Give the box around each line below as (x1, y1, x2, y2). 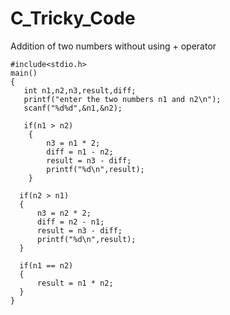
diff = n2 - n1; (36, 217, 105, 227)
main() (10, 68, 38, 78)
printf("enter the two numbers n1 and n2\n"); (23, 94, 222, 104)
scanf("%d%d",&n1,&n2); (23, 103, 123, 113)
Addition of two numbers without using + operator (10, 40, 217, 52)
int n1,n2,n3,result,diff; (23, 85, 137, 96)
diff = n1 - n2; (46, 147, 114, 157)
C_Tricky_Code (10, 7, 136, 30)
